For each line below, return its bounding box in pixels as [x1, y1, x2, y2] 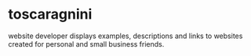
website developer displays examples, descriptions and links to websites [8, 31, 243, 40]
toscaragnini [8, 5, 93, 23]
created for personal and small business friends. [8, 39, 165, 48]
